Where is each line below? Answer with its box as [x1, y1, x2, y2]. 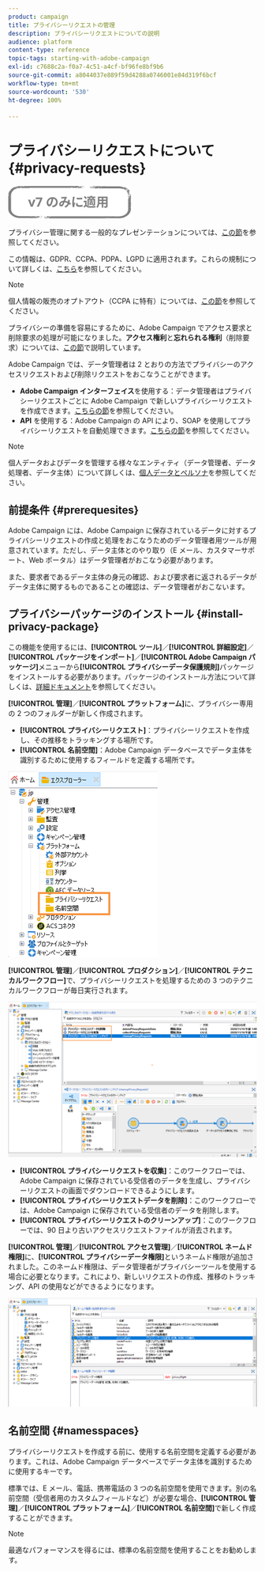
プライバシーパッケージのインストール [8, 608, 195, 621]
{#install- [196, 608, 244, 621]
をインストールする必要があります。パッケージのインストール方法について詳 [8, 672, 256, 681]
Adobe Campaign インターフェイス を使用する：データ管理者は [19, 386, 225, 396]
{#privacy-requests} [8, 159, 147, 177]
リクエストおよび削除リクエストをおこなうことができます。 [21, 369, 215, 379]
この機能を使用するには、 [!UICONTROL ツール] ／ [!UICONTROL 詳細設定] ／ [8, 642, 254, 652]
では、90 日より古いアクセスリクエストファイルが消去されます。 [26, 1225, 237, 1234]
